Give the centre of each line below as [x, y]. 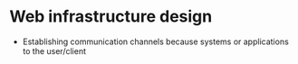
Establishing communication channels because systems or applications [156, 41]
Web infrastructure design [111, 17]
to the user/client [54, 50]
